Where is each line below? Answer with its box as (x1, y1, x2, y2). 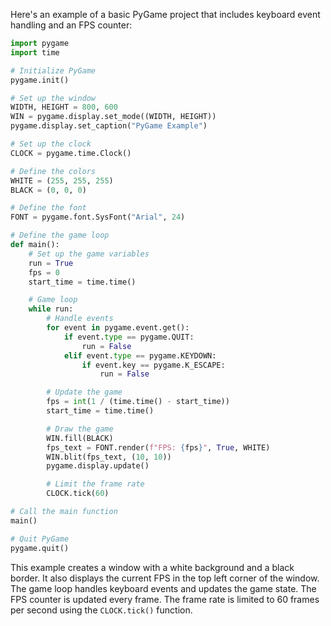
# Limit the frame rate (46, 479, 145, 489)
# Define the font (10, 203, 87, 213)
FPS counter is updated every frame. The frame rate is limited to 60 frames (10, 593, 320, 605)
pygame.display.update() (46, 461, 150, 471)
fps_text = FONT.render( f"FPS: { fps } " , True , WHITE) (46, 442, 271, 453)
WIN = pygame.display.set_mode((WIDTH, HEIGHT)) (10, 112, 217, 122)
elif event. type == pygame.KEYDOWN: (63, 350, 217, 361)
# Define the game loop (10, 230, 110, 241)
